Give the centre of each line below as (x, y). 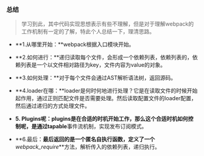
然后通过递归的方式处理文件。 (52, 106)
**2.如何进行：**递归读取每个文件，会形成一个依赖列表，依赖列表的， (104, 57)
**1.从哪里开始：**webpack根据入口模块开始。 (75, 44)
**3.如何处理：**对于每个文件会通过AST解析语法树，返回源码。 (96, 78)
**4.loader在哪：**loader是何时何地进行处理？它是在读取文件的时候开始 (106, 91)
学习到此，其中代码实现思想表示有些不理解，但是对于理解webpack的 (107, 24)
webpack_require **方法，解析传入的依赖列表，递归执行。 (87, 147)
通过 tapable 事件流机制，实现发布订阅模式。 (92, 126)
